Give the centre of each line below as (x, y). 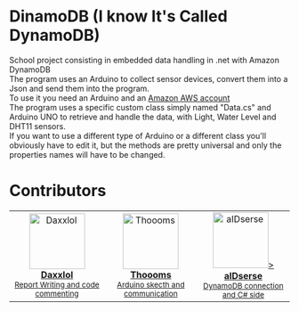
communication (151, 293)
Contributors (58, 191)
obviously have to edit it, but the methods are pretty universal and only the (145, 145)
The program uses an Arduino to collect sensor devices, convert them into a (149, 78)
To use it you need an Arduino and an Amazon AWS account (120, 98)
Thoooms (151, 274)
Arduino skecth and (151, 284)
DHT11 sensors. (38, 126)
